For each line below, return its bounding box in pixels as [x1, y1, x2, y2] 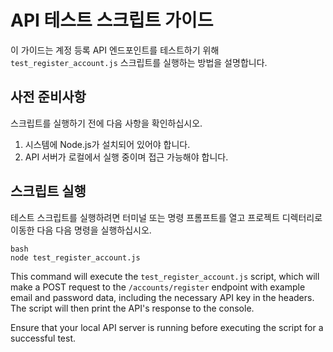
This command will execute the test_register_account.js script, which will [10, 270, 320, 282]
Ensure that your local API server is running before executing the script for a [10, 321, 324, 333]
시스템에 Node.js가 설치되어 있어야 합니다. [24, 138, 191, 150]
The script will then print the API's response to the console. [10, 302, 255, 314]
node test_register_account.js [10, 252, 141, 263]
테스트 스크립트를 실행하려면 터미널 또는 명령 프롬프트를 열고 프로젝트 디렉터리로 [10, 211, 323, 223]
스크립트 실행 [10, 183, 87, 200]
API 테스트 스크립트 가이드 [10, 9, 214, 32]
